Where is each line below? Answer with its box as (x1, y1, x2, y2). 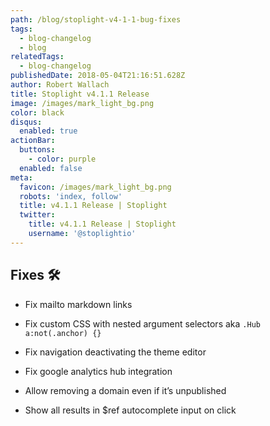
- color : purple (28, 154, 97, 164)
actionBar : (10, 136, 56, 146)
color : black (10, 107, 65, 118)
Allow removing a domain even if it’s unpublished (24, 384, 227, 396)
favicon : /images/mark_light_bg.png (19, 182, 172, 192)
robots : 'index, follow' (19, 191, 123, 201)
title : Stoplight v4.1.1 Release (10, 89, 150, 99)
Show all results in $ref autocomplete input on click (24, 404, 237, 416)
